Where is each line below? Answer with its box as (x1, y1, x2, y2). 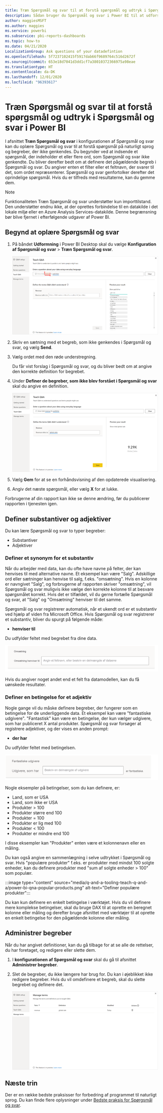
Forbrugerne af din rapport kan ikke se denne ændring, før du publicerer (5, 496, 150, 501)
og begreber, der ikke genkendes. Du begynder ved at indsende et (5, 149, 138, 154)
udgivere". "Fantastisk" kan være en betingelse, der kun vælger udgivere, (5, 715, 152, 721)
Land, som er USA (12, 794, 49, 800)
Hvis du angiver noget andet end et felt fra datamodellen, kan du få (5, 676, 140, 682)
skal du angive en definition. (12, 383, 69, 389)
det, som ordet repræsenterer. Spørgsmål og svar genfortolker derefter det (5, 169, 154, 175)
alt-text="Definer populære (85, 884, 140, 890)
